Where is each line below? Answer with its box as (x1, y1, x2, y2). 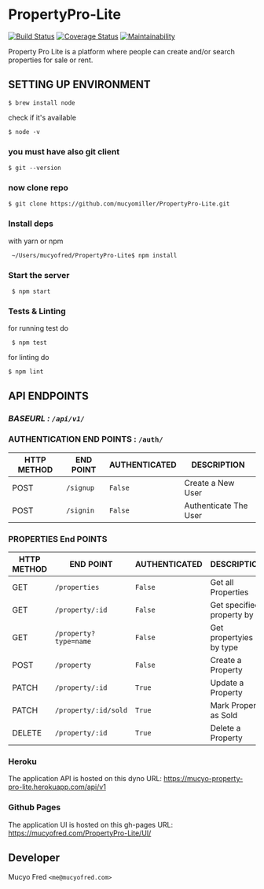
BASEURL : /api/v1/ (8, 413, 85, 424)
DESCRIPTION (191, 459, 245, 470)
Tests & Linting (8, 306, 67, 317)
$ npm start (11, 287, 51, 295)
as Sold (210, 710, 238, 721)
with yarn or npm (8, 236, 64, 246)
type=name (54, 637, 92, 646)
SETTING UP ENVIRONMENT (8, 78, 151, 91)
